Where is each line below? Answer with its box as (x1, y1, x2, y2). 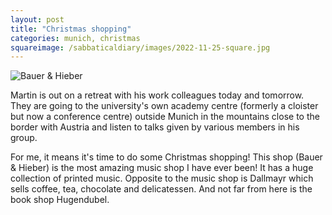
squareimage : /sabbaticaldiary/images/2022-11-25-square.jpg (10, 42, 271, 53)
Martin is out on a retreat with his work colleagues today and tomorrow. (10, 89, 305, 101)
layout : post (10, 14, 65, 25)
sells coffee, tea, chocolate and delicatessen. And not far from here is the (10, 183, 313, 195)
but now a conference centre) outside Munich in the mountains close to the (10, 111, 320, 123)
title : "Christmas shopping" (10, 24, 132, 34)
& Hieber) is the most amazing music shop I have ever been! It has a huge (10, 162, 314, 174)
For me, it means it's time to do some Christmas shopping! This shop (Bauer (10, 151, 323, 163)
